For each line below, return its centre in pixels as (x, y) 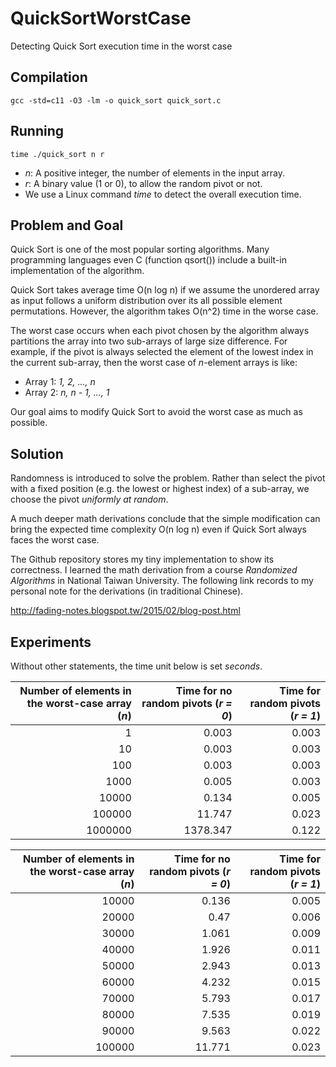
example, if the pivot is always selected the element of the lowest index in (162, 352)
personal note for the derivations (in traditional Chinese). (127, 591)
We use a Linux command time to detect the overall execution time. (163, 194)
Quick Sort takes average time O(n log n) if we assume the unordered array (165, 290)
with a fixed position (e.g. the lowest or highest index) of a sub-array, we (160, 489)
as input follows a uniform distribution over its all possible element (146, 301)
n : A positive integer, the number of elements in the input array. (155, 173)
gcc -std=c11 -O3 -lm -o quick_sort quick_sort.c (116, 100)
